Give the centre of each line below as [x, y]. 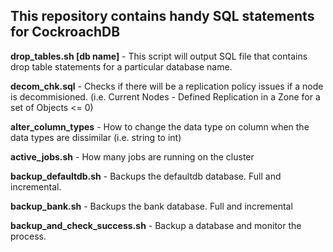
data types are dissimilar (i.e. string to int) [96, 137]
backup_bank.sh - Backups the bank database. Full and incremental [151, 206]
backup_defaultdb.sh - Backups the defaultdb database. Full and [146, 176]
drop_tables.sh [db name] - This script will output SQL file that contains [159, 56]
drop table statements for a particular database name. [121, 66]
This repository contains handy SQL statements [162, 16]
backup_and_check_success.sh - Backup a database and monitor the [156, 225]
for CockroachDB [65, 32]
